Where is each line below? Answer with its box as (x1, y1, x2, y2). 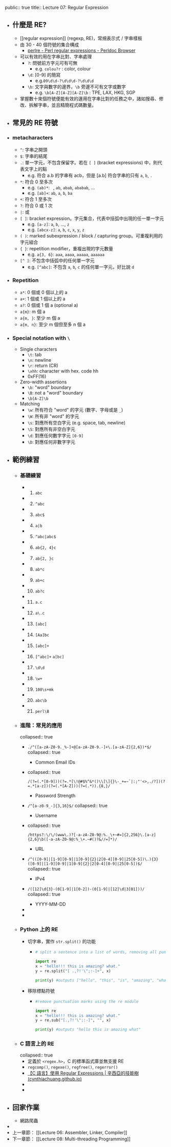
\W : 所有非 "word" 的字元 (27, 413, 79, 419)
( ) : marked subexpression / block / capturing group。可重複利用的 (19, 232, 163, 238)
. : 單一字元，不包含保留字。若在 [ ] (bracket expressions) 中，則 (19, 159, 158, 165)
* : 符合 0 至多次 (19, 178, 53, 184)
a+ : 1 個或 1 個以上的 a (19, 295, 66, 302)
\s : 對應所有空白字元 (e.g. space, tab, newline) (27, 420, 126, 426)
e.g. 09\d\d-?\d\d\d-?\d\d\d (35, 77, 94, 84)
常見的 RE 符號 (12, 118, 58, 127)
